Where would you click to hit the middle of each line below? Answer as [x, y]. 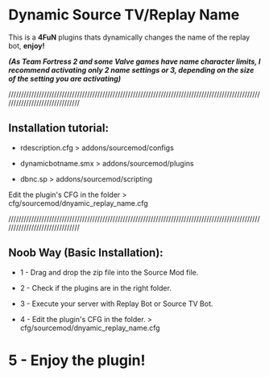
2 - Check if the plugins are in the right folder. [95, 287]
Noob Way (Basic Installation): [86, 253]
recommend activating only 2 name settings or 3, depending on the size [131, 69]
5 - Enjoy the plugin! [77, 360]
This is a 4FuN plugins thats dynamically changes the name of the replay [129, 37]
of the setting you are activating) [65, 78]
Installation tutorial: [58, 128]
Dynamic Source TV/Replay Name [124, 15]
